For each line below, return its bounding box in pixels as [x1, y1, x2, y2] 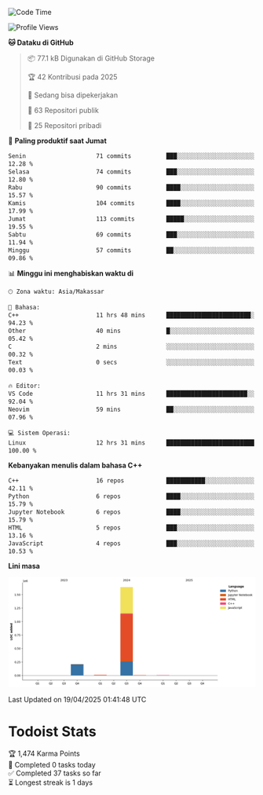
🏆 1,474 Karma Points [8, 749, 80, 758]
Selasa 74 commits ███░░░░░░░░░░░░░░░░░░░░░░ [8, 168, 255, 176]
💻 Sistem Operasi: [8, 429, 71, 437]
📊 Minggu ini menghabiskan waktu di [8, 269, 134, 278]
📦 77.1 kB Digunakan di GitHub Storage [27, 53, 155, 63]
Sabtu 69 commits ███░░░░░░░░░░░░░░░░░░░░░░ [8, 231, 255, 239]
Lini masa [8, 562, 41, 570]
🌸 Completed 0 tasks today [8, 760, 96, 770]
